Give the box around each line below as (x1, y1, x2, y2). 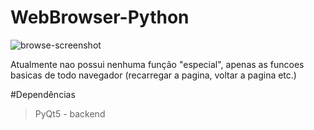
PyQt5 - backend (34, 107, 106, 120)
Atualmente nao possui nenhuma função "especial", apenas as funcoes (10, 58, 305, 70)
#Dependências (10, 88, 76, 100)
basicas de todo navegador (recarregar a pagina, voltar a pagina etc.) (10, 69, 297, 81)
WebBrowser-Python (10, 6, 190, 29)
